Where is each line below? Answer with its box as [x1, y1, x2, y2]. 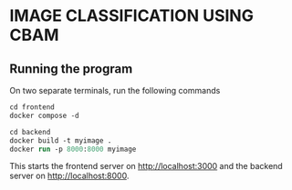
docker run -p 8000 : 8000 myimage [9, 145, 137, 154]
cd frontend [9, 103, 55, 112]
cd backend [9, 127, 51, 136]
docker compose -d [9, 111, 79, 120]
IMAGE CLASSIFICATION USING [9, 5, 254, 26]
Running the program [9, 61, 133, 76]
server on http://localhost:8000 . [9, 170, 130, 182]
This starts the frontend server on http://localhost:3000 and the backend [9, 161, 283, 172]
